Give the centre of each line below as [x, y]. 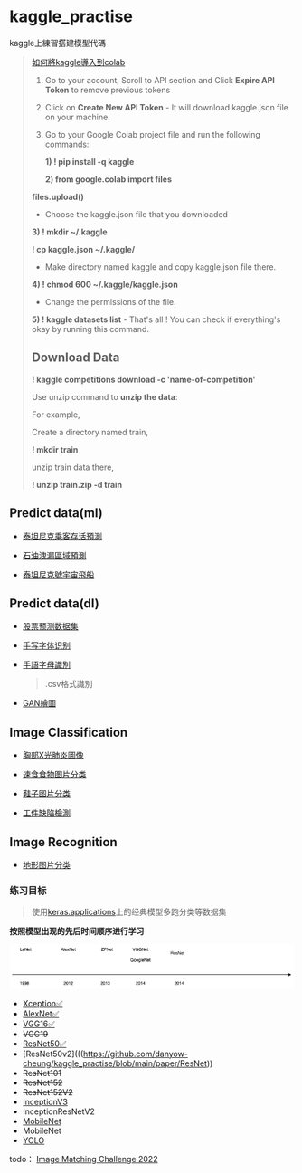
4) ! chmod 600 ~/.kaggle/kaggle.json [104, 284]
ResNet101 [42, 1073]
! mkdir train [55, 449]
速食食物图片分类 [54, 775]
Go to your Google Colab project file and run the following [152, 134]
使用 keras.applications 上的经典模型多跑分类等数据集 [129, 912]
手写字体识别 [46, 645]
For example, [56, 415]
